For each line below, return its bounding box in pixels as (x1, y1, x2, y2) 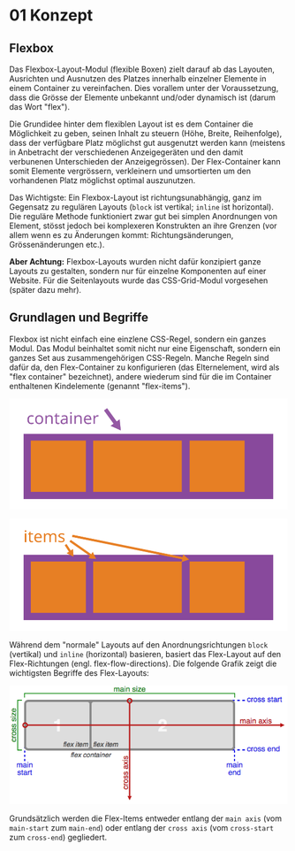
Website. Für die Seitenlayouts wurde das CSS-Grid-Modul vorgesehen (9, 275, 269, 286)
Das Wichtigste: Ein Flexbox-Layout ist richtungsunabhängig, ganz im (9, 192, 262, 203)
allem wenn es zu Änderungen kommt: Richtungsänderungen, (9, 230, 234, 240)
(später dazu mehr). (9, 285, 82, 295)
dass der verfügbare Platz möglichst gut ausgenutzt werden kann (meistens (9, 138, 285, 148)
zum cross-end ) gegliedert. (9, 832, 108, 842)
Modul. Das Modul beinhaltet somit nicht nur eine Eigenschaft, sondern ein (9, 342, 281, 354)
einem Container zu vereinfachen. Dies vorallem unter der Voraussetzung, (9, 83, 279, 93)
